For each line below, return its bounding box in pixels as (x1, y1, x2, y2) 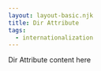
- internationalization (15, 33, 93, 42)
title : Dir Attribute (8, 19, 80, 27)
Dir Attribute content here (8, 55, 92, 65)
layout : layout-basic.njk (8, 11, 93, 20)
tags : (8, 26, 26, 34)
